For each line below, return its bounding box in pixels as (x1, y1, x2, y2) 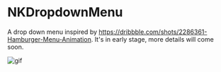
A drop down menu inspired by (7, 28, 98, 36)
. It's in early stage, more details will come (91, 35, 214, 43)
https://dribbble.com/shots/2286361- (98, 28, 208, 36)
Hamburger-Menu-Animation (7, 35, 92, 43)
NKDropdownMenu (7, 4, 123, 20)
